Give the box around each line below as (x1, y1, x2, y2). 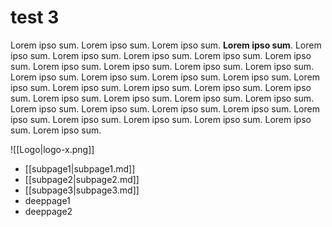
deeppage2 (24, 205, 73, 217)
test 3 (10, 6, 60, 29)
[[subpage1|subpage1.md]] (24, 162, 136, 175)
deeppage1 (24, 194, 71, 206)
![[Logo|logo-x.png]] (10, 143, 95, 155)
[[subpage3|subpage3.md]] (24, 184, 140, 196)
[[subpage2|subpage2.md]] (24, 173, 140, 185)
